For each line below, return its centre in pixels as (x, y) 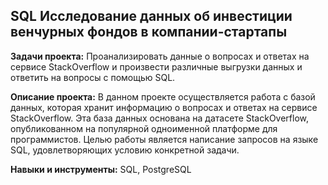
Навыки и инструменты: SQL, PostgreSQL (101, 169)
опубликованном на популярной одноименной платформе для (144, 128)
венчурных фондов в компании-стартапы (149, 32)
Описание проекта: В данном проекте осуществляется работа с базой (163, 96)
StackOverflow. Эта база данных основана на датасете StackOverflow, (160, 118)
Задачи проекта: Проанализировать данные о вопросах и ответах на (160, 56)
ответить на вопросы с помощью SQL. (93, 77)
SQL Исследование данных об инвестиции (151, 16)
